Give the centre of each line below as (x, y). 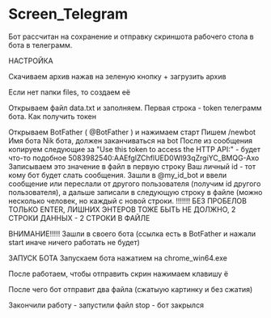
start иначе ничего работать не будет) (74, 242)
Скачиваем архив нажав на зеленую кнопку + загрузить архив (117, 76)
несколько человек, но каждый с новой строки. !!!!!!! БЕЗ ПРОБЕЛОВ (127, 201)
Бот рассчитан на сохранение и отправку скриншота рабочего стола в (131, 36)
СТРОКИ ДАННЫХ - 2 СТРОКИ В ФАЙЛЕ (79, 218)
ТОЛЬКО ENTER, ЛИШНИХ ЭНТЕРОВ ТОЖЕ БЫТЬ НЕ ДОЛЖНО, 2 (122, 209)
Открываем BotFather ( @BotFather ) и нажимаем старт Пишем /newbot (132, 132)
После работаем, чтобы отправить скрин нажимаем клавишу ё (119, 273)
